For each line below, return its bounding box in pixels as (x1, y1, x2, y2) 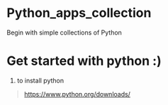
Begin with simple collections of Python (6, 28, 122, 37)
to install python (16, 76, 65, 85)
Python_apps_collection (6, 5, 152, 21)
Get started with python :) (6, 53, 162, 69)
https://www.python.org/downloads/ (23, 89, 130, 98)
